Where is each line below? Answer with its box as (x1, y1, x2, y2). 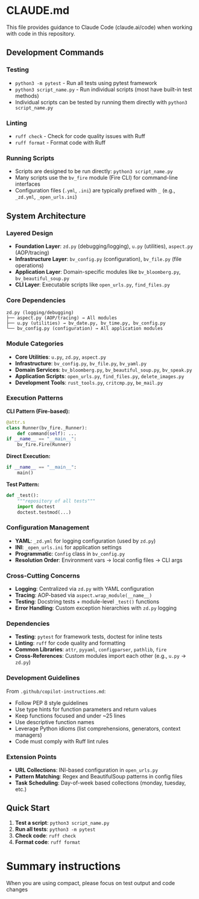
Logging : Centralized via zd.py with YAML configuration (14, 585, 154, 593)
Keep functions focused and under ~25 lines (14, 712, 125, 719)
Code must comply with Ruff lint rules (14, 737, 109, 745)
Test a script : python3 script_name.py (14, 819, 110, 826)
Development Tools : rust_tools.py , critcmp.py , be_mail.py (14, 379, 163, 386)
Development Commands (6, 48, 104, 58)
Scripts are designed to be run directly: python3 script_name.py (14, 168, 173, 175)
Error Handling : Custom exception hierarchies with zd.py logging (14, 604, 177, 612)
